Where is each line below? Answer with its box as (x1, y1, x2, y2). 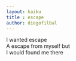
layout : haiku (6, 8, 42, 15)
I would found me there (6, 49, 64, 56)
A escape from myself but (6, 42, 71, 50)
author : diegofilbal (6, 20, 58, 26)
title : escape (6, 14, 44, 20)
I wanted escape (6, 36, 47, 44)
